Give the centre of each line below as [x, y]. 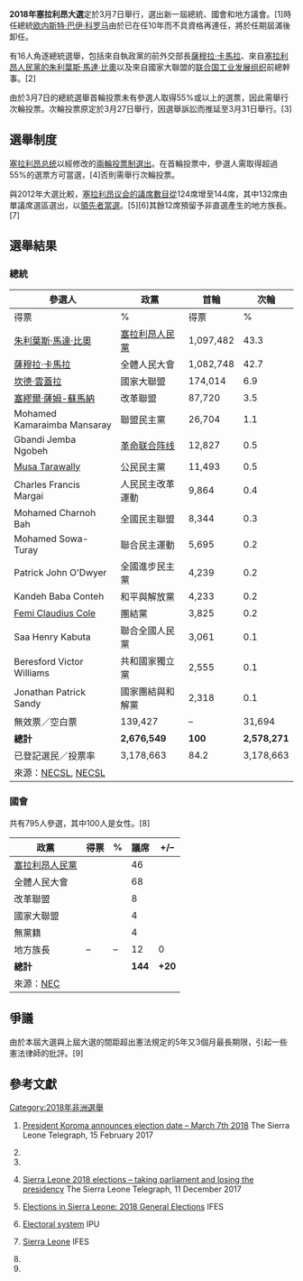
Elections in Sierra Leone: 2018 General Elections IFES [123, 1207]
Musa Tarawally [47, 466]
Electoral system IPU [61, 1224]
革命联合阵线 [148, 446]
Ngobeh [31, 450]
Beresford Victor [49, 661]
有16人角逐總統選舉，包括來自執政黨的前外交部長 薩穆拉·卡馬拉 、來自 [137, 56]
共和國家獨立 [148, 660]
